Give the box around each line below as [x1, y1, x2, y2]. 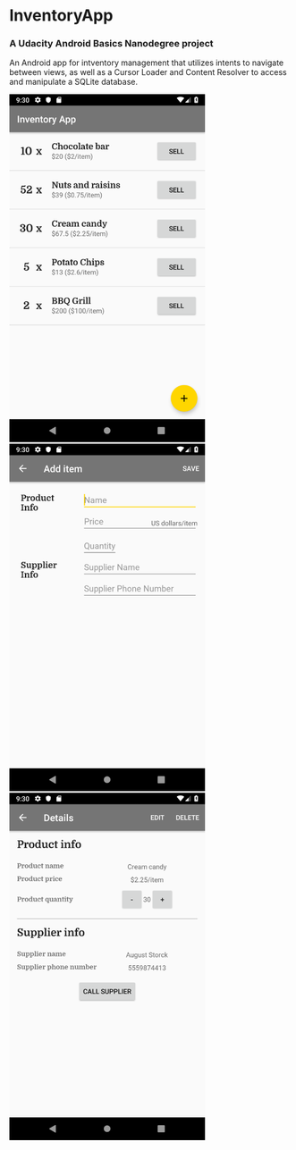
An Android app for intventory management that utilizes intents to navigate [9, 57, 284, 68]
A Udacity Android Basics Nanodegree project [9, 38, 214, 50]
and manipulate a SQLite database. [9, 77, 139, 88]
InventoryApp [9, 5, 114, 26]
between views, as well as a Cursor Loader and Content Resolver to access [9, 67, 288, 78]
